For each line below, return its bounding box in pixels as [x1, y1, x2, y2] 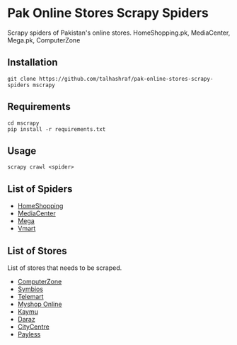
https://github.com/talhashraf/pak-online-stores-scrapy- [38, 75, 214, 82]
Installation [7, 57, 58, 69]
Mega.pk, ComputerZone [7, 35, 81, 44]
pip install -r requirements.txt [7, 125, 106, 132]
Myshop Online [17, 300, 62, 308]
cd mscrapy [7, 119, 40, 127]
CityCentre [17, 322, 50, 331]
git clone [7, 75, 37, 82]
